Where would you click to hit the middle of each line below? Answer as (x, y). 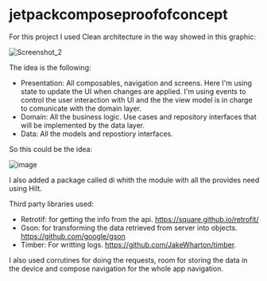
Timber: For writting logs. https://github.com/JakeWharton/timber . (128, 244)
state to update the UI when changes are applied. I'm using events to (133, 91)
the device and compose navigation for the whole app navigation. (116, 268)
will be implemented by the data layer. (83, 125)
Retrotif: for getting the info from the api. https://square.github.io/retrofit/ (139, 219)
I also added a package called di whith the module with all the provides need (134, 180)
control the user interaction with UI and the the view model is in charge (136, 100)
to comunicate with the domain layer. (81, 108)
